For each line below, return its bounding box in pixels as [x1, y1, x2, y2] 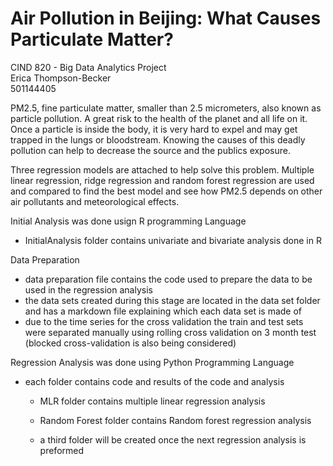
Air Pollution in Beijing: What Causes [10, 7, 322, 30]
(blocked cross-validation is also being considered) [24, 337, 237, 349]
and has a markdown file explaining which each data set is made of [24, 305, 303, 317]
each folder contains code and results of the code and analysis [24, 375, 285, 387]
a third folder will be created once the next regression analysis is [39, 433, 307, 446]
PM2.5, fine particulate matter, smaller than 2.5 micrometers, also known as [10, 102, 322, 114]
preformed [39, 444, 85, 456]
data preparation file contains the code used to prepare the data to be [24, 273, 313, 285]
